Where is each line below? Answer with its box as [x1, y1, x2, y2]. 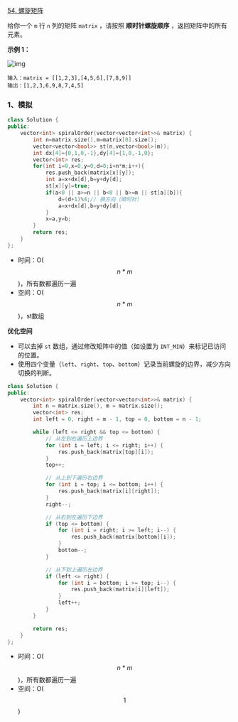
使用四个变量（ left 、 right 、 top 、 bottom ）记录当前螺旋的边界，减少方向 [17, 360, 231, 368]
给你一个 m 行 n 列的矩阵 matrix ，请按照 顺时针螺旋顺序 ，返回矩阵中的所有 [7, 21, 227, 30]
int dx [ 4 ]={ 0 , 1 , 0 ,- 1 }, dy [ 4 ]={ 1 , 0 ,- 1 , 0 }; [33, 149, 154, 156]
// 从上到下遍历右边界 [45, 475, 103, 482]
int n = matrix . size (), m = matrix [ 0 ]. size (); [33, 136, 158, 144]
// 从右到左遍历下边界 [45, 514, 103, 521]
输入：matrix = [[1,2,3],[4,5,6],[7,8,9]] [7, 75, 132, 82]
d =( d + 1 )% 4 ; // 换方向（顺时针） [58, 195, 142, 203]
